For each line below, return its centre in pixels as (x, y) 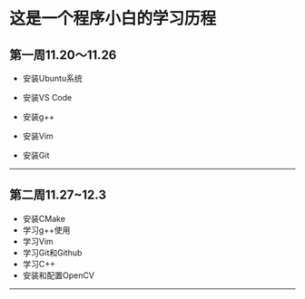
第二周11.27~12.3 (58, 195)
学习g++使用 (46, 230)
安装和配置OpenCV (59, 275)
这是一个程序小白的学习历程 (113, 19)
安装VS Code (47, 97)
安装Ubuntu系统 (53, 78)
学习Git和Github (52, 252)
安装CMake (44, 218)
